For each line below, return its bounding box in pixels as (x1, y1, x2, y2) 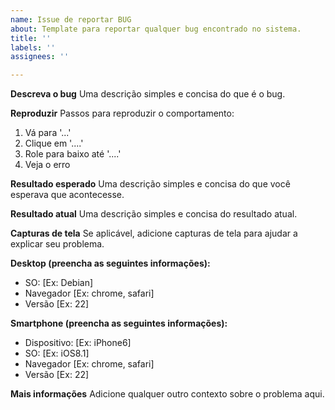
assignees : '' (10, 52, 70, 62)
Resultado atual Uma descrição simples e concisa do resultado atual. (10, 208, 298, 220)
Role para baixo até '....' (24, 148, 122, 160)
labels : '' (10, 42, 56, 53)
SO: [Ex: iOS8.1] (24, 347, 90, 360)
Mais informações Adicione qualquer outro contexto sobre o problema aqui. (10, 388, 325, 400)
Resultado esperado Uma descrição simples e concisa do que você (10, 178, 291, 190)
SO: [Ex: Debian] (24, 277, 94, 289)
